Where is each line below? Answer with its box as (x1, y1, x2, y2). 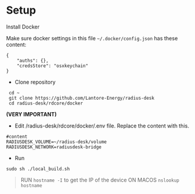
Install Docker (6, 23, 40, 30)
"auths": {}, (17, 58, 49, 63)
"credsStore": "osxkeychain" (17, 63, 89, 69)
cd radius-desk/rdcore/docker (8, 100, 83, 106)
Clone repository (14, 78, 56, 85)
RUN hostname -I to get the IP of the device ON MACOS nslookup (20, 176, 180, 183)
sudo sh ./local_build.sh (6, 166, 70, 172)
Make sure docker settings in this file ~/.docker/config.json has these (6, 34, 178, 42)
